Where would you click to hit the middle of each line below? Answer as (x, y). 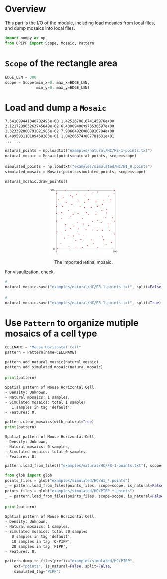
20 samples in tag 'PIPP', (40, 546)
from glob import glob (29, 475)
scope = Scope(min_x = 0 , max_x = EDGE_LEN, (48, 82)
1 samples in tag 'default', (42, 407)
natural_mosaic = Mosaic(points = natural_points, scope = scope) (71, 156)
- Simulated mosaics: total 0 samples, (46, 452)
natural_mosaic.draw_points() (37, 181)
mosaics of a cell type (51, 333)
